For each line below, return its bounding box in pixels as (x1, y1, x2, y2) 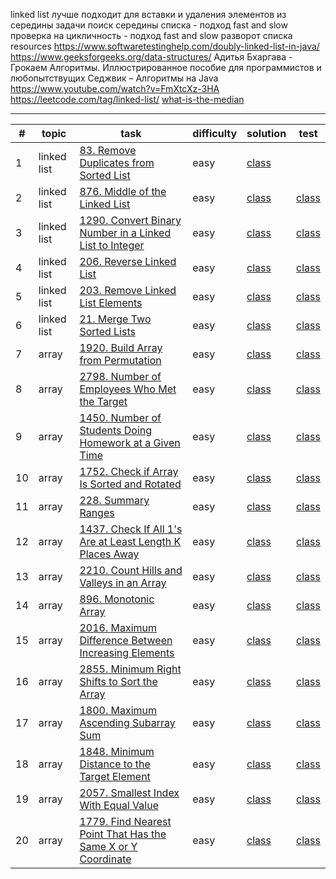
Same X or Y (79, 840, 138, 853)
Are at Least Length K (79, 535, 182, 548)
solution (246, 127, 287, 140)
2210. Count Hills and (79, 564, 183, 577)
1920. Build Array (79, 341, 163, 354)
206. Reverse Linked (79, 255, 177, 268)
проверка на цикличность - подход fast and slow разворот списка (10, 30, 293, 41)
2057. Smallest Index (79, 786, 180, 799)
